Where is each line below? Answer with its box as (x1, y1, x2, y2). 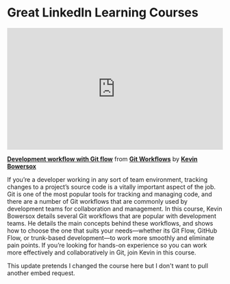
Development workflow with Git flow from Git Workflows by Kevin (7, 155, 198, 163)
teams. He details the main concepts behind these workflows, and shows (7, 220, 214, 228)
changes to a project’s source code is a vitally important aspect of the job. (7, 183, 216, 191)
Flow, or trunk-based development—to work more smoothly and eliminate (7, 234, 214, 242)
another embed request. (7, 269, 75, 277)
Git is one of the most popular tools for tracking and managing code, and (7, 190, 212, 198)
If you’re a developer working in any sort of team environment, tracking (7, 176, 208, 184)
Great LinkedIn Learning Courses (7, 5, 199, 21)
